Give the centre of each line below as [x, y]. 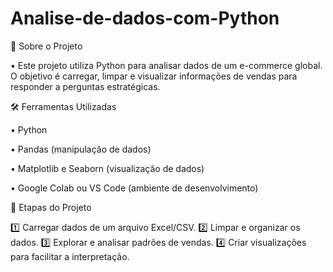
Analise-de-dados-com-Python [145, 18]
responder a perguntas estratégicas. [85, 86]
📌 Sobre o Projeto [46, 46]
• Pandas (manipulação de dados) [81, 149]
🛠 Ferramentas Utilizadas [63, 106]
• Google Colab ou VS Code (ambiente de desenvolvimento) [134, 188]
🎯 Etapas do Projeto [51, 207]
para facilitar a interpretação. [70, 256]
